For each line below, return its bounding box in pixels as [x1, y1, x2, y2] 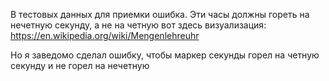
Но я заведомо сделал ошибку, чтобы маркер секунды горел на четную [10, 49, 320, 61]
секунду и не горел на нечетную [10, 60, 150, 71]
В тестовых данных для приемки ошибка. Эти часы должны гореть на [10, 9, 310, 20]
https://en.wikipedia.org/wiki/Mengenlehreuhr [10, 30, 200, 41]
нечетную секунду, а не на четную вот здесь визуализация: [10, 19, 267, 31]
